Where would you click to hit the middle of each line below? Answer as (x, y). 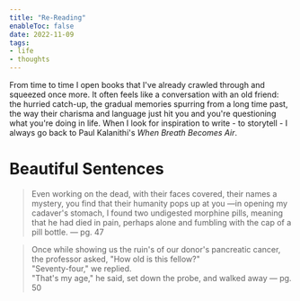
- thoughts (30, 59)
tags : (19, 43)
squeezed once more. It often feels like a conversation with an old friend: (144, 94)
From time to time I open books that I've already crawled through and (137, 85)
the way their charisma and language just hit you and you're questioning (143, 114)
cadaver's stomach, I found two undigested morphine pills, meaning (157, 213)
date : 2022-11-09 (42, 34)
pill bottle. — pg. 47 (68, 232)
